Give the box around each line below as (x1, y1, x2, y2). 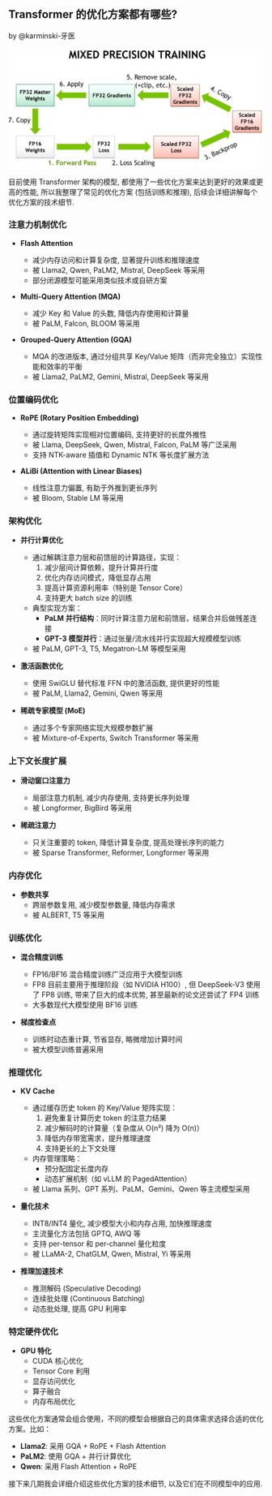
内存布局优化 (32, 1396, 75, 1406)
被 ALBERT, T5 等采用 (32, 910, 105, 920)
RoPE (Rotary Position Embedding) (19, 413, 139, 423)
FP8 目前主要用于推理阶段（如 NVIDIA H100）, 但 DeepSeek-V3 (32, 980, 244, 989)
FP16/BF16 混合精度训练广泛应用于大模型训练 (32, 969, 183, 980)
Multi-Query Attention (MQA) (19, 291, 121, 301)
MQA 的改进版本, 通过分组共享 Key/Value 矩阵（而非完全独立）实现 (32, 351, 256, 361)
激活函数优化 (19, 661, 63, 671)
